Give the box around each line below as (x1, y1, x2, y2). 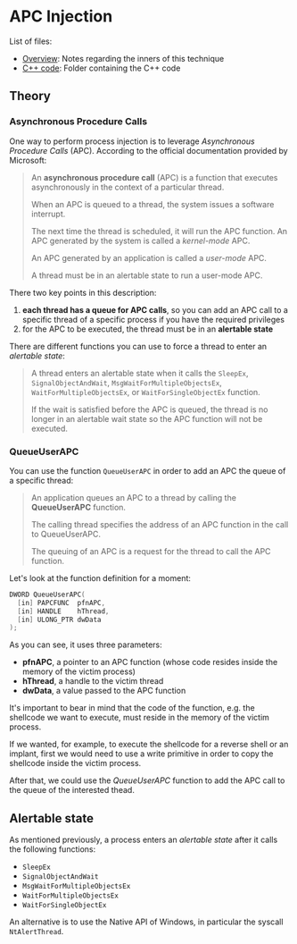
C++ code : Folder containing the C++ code (21, 63, 181, 73)
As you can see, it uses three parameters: (9, 639, 162, 650)
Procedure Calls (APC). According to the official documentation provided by (9, 145, 288, 156)
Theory (9, 88, 52, 104)
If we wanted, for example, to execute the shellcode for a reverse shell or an (9, 739, 289, 750)
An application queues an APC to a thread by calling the (30, 492, 236, 502)
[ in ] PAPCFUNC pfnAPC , (17, 598, 105, 607)
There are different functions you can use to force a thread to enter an (9, 341, 268, 351)
